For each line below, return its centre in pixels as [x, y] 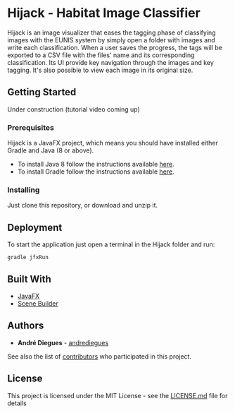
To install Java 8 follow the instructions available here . [96, 164]
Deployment [35, 227]
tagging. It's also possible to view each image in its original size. [100, 70]
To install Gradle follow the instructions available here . [96, 172]
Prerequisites [31, 127]
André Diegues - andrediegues [63, 342]
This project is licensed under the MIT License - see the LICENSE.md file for [118, 395]
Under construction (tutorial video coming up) [74, 109]
